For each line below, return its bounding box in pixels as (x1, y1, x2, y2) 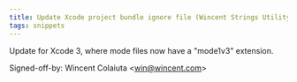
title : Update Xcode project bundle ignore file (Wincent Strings (9, 12, 259, 22)
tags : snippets (9, 21, 65, 30)
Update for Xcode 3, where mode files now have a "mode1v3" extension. (9, 45, 274, 56)
